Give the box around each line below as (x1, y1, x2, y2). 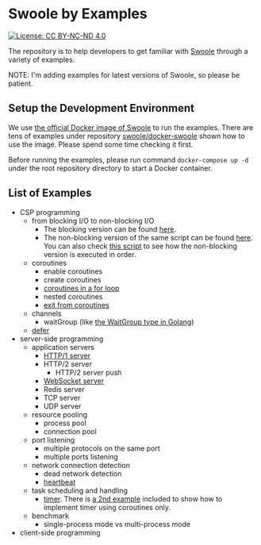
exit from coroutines (43, 300, 109, 309)
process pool (43, 418, 87, 428)
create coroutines (43, 274, 102, 284)
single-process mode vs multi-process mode (43, 519, 191, 528)
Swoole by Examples (8, 5, 148, 23)
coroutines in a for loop (43, 283, 120, 293)
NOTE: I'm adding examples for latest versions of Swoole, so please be (8, 70, 240, 79)
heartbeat (43, 477, 76, 486)
